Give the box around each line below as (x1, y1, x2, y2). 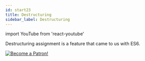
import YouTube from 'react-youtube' (5, 31, 84, 37)
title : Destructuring (5, 12, 52, 17)
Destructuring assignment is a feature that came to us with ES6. (5, 41, 140, 47)
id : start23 (5, 7, 31, 13)
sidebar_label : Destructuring (5, 17, 70, 22)
